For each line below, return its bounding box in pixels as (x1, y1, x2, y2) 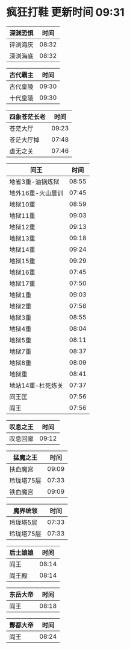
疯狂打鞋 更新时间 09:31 (6, 5, 125, 19)
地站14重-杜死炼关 (9, 381, 64, 389)
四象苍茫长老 (9, 112, 46, 121)
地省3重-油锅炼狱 (9, 177, 60, 186)
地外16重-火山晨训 (9, 188, 64, 197)
